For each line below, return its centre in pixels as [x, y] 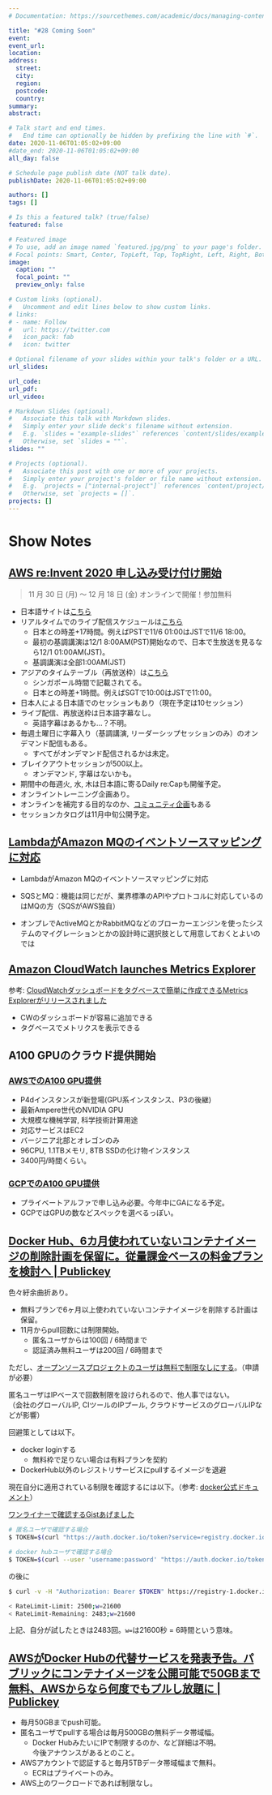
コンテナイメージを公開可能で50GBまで [161, 1673]
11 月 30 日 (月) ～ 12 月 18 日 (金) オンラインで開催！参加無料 [130, 594]
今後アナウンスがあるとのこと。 [85, 1753]
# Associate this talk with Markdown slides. [90, 419]
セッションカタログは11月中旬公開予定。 [87, 814]
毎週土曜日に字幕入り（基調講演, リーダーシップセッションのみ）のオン [139, 733]
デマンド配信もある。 [55, 743]
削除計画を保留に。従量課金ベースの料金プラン [146, 1256]
